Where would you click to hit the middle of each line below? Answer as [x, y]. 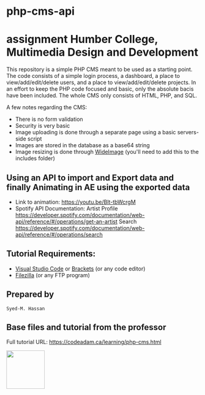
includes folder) [35, 158]
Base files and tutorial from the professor [86, 327]
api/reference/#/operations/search [59, 234]
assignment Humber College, [82, 40]
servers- [188, 132]
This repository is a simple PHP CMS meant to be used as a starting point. [99, 69]
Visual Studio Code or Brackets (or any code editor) [80, 269]
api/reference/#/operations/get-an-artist [66, 221]
